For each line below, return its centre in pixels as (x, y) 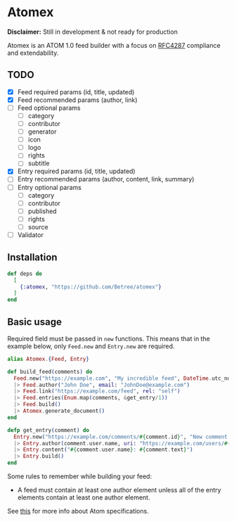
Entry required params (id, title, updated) (76, 171)
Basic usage (34, 322)
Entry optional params (50, 187)
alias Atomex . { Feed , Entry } (48, 359)
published (42, 211)
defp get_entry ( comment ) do (48, 430)
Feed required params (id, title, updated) (76, 91)
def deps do (25, 274)
